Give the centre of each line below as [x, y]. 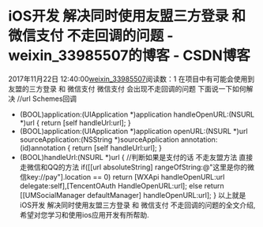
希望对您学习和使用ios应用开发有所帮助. [85, 214]
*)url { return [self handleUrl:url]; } [75, 122]
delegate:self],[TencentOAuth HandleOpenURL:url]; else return [122, 185]
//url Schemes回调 [47, 99]
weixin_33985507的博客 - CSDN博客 [129, 56]
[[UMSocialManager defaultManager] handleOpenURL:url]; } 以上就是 [133, 195]
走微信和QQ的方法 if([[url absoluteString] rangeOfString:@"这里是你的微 [137, 167]
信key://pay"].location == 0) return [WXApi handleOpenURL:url [122, 177]
